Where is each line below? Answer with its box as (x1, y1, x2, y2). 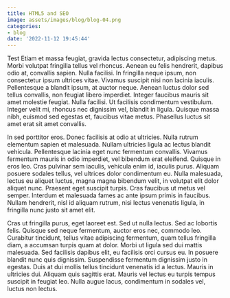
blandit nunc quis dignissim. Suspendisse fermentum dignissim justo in (7, 256, 208, 264)
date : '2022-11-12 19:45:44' (7, 36, 91, 42)
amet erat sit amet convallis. (7, 120, 87, 128)
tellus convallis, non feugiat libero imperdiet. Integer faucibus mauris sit (7, 90, 209, 99)
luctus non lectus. (7, 285, 58, 293)
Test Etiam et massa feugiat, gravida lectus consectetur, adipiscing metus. (7, 54, 218, 62)
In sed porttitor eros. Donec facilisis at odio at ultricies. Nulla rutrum (7, 133, 198, 141)
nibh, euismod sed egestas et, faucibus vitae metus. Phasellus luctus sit (7, 112, 211, 121)
